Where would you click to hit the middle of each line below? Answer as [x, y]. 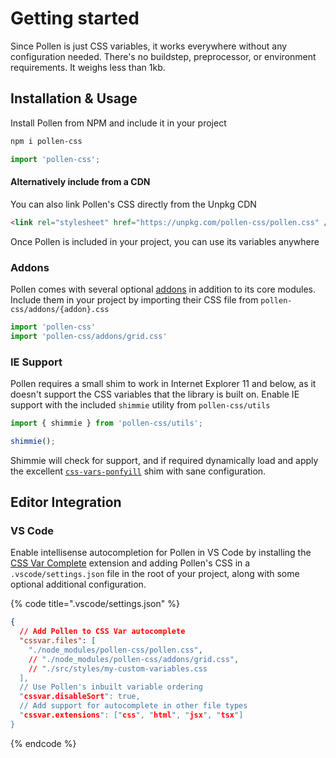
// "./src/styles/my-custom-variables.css [118, 668]
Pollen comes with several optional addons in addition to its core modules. [163, 289]
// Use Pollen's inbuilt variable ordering [111, 687]
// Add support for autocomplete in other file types [133, 706]
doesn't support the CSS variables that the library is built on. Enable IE [155, 394]
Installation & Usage [74, 98]
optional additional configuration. [78, 584]
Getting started [75, 18]
